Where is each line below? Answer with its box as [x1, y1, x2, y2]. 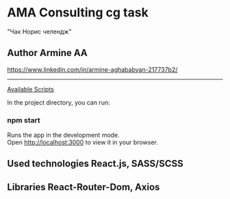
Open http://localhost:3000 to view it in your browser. [7, 138, 159, 146]
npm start [7, 115, 41, 124]
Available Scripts [7, 85, 55, 93]
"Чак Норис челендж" [7, 27, 72, 36]
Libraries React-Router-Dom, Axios [7, 181, 160, 193]
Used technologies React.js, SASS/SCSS [7, 158, 183, 170]
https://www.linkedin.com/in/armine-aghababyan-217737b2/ [7, 65, 178, 73]
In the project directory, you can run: [7, 98, 110, 107]
